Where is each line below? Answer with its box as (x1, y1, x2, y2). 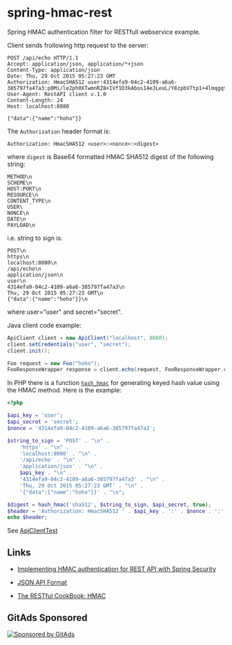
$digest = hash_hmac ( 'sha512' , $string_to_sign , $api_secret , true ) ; (7, 501, 212, 508)
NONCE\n (7, 209, 30, 216)
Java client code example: (7, 321, 81, 329)
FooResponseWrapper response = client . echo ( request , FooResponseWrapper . (7, 366, 224, 373)
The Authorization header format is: (7, 127, 110, 135)
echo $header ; (7, 514, 48, 521)
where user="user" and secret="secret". (7, 308, 122, 316)
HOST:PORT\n (7, 185, 41, 192)
